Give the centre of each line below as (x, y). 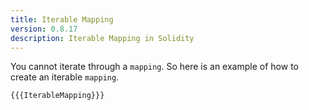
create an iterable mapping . (65, 77)
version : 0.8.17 (44, 29)
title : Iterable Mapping (62, 19)
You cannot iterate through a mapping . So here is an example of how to (154, 67)
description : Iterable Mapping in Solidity (102, 38)
